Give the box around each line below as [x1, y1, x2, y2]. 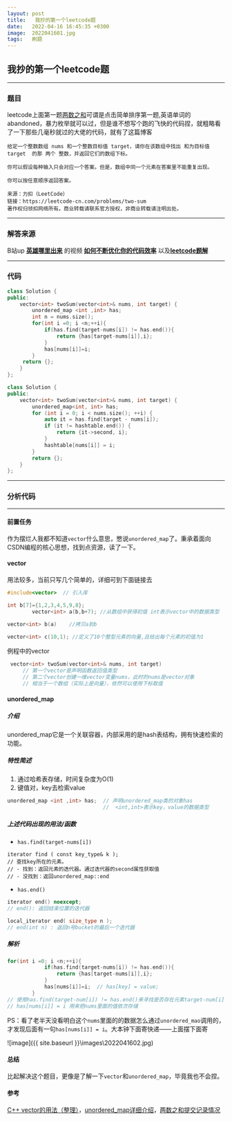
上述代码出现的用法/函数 [7, 819, 77, 828]
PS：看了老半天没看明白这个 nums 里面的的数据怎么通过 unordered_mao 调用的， [7, 1016, 225, 1024]
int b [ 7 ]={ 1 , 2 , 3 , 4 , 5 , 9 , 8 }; [7, 601, 85, 609]
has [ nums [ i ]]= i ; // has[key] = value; [43, 983, 159, 990]
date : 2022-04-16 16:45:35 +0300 [7, 23, 110, 30]
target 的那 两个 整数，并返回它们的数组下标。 [7, 150, 131, 158]
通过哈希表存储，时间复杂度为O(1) [17, 775, 114, 783]
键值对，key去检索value [17, 783, 86, 792]
